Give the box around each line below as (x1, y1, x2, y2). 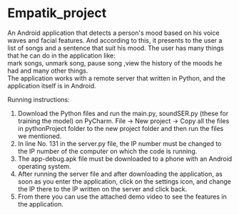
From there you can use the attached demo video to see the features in (17, 192, 227, 201)
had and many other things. (7, 66, 88, 75)
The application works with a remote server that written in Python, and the (7, 73, 226, 83)
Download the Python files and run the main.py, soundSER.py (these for (17, 109, 229, 117)
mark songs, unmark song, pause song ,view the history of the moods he (7, 58, 223, 67)
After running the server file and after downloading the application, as (17, 169, 223, 178)
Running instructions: (7, 95, 70, 104)
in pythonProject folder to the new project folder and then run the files (17, 124, 224, 132)
